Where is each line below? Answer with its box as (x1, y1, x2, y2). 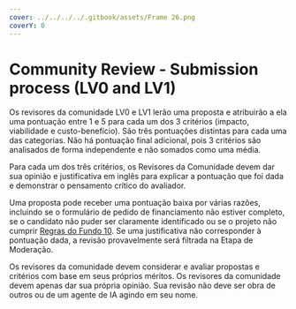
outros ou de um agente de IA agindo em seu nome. (9, 290, 199, 300)
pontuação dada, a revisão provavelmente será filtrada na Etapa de (9, 235, 254, 245)
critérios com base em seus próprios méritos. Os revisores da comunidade (9, 271, 281, 282)
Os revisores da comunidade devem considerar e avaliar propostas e (9, 261, 261, 272)
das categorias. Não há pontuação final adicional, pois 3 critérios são (9, 135, 262, 146)
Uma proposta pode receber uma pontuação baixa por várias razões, (9, 198, 261, 208)
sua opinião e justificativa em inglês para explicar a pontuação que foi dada (9, 171, 285, 182)
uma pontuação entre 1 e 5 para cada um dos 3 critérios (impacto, (9, 117, 250, 127)
